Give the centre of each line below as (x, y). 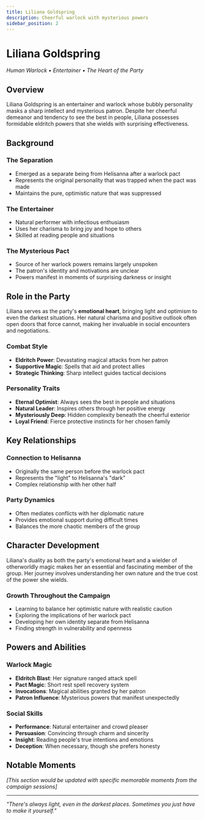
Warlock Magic (29, 665)
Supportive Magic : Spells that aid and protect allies (80, 366)
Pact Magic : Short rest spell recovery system (72, 684)
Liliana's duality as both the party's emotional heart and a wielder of (92, 560)
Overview (25, 89)
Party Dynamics (31, 500)
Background (30, 143)
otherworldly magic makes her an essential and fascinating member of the (100, 567)
